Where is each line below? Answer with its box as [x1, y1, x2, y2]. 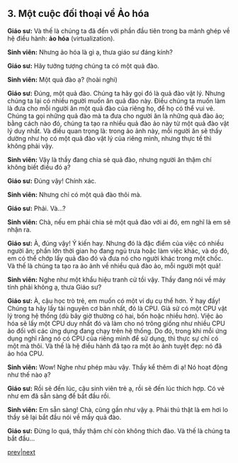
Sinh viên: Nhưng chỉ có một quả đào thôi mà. [7, 190, 142, 199]
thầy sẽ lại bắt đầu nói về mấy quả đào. [7, 413, 122, 421]
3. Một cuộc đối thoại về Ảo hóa [7, 8, 149, 20]
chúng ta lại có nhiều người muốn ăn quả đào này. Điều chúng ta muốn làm [7, 96, 226, 105]
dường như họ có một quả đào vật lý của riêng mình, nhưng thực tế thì [7, 134, 212, 142]
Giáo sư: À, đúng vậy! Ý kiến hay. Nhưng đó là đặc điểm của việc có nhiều [7, 239, 225, 247]
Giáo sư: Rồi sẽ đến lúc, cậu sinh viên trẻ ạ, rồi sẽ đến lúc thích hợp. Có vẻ [7, 384, 225, 392]
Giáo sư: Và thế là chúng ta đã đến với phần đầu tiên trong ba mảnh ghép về [7, 26, 230, 35]
